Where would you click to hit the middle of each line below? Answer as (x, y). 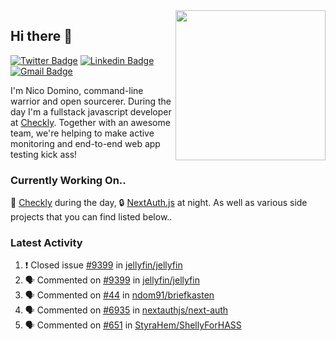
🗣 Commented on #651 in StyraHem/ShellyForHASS (133, 325)
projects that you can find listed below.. (91, 217)
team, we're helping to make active (82, 133)
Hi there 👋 (41, 36)
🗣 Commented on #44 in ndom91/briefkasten (119, 295)
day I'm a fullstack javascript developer (91, 111)
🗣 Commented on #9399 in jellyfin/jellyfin (112, 280)
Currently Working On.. (68, 180)
